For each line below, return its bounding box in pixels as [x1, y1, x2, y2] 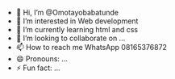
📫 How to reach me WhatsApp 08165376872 [15, 43, 168, 52]
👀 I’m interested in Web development [15, 16, 139, 26]
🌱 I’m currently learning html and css [15, 25, 139, 34]
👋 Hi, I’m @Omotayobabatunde [15, 8, 119, 17]
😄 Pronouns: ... [15, 54, 69, 64]
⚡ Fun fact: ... [15, 63, 60, 73]
